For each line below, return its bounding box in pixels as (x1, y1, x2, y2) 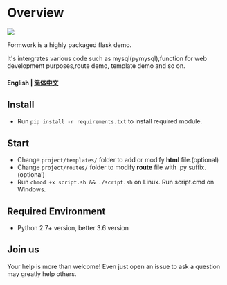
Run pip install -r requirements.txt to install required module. (17, 117, 203, 126)
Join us (7, 244, 39, 256)
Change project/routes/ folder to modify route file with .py (17, 163, 188, 171)
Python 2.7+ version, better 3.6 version (17, 223, 129, 232)
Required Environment (7, 205, 106, 217)
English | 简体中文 (7, 78, 59, 87)
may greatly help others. (7, 269, 77, 278)
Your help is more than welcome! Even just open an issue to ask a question (7, 262, 221, 270)
